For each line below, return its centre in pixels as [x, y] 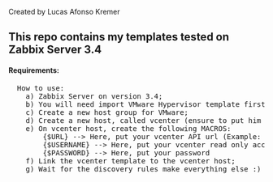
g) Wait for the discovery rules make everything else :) [143, 169]
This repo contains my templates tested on [119, 37]
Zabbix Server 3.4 [55, 50]
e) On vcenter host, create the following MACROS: [128, 128]
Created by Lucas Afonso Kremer [64, 12]
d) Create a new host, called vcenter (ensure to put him [143, 120]
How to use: [41, 88]
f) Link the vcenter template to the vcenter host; [130, 161]
